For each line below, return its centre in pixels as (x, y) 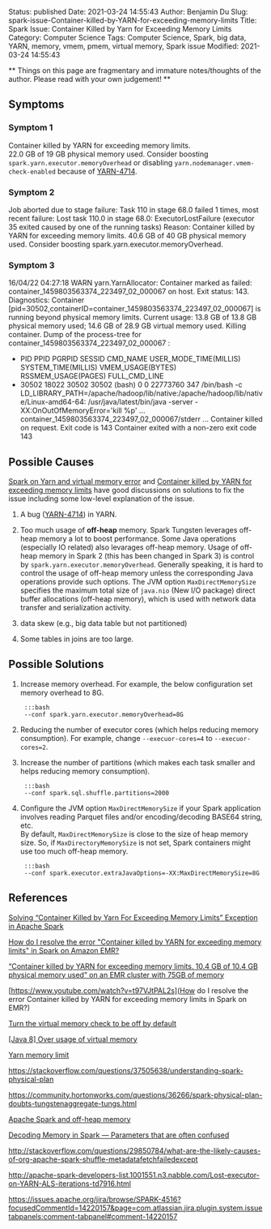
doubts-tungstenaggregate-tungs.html (73, 1103)
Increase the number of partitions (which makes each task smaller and (138, 762)
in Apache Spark (36, 926)
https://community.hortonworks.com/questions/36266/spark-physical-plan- (135, 1094)
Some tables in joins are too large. (77, 639)
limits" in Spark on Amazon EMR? (64, 950)
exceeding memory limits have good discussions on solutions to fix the (127, 490)
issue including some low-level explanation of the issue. (102, 499)
